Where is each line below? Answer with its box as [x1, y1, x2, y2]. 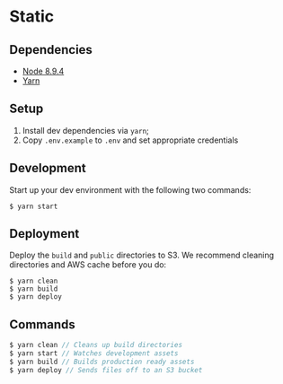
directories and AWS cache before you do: [9, 259, 167, 270]
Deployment [9, 226, 80, 241]
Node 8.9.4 [22, 65, 65, 76]
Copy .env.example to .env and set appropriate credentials [22, 135, 239, 145]
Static [9, 6, 55, 27]
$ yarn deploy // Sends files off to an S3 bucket [9, 365, 203, 374]
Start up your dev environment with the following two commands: [9, 184, 252, 195]
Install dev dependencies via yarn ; [22, 125, 150, 135]
